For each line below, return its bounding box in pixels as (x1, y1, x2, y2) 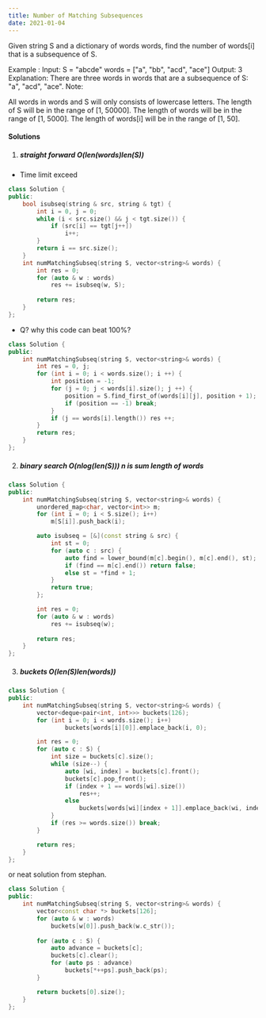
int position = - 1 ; (50, 378, 115, 386)
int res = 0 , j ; (36, 363, 90, 371)
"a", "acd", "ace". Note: (8, 81, 84, 91)
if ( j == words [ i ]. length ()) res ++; (50, 414, 176, 422)
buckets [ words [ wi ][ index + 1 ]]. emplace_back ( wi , (78, 805, 243, 812)
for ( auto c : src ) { (50, 547, 123, 555)
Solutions (8, 132, 41, 141)
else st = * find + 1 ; (64, 569, 136, 577)
